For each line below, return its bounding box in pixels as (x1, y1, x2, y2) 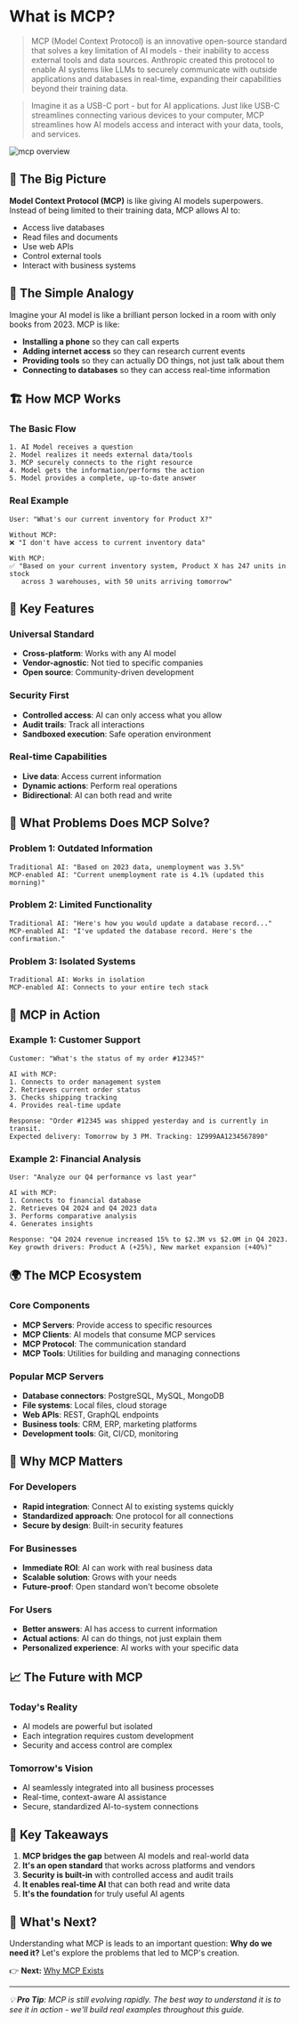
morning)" (9, 878, 46, 887)
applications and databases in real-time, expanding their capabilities (30, 73, 282, 84)
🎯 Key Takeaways (9, 1827, 109, 1842)
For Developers (9, 1481, 77, 1493)
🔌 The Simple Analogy (9, 286, 134, 301)
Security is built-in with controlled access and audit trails (21, 1870, 234, 1881)
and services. (30, 128, 82, 139)
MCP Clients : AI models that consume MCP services (21, 1329, 216, 1339)
